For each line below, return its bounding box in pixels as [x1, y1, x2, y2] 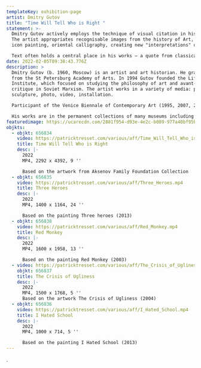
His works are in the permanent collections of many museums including [11, 113, 194, 119]
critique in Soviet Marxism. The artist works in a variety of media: [11, 86, 191, 93]
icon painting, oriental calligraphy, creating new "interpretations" [11, 42, 191, 48]
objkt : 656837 [17, 268, 52, 274]
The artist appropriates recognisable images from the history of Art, [11, 36, 194, 42]
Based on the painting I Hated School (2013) [22, 340, 138, 346]
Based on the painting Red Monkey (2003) [22, 257, 127, 263]
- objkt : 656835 [11, 174, 52, 180]
